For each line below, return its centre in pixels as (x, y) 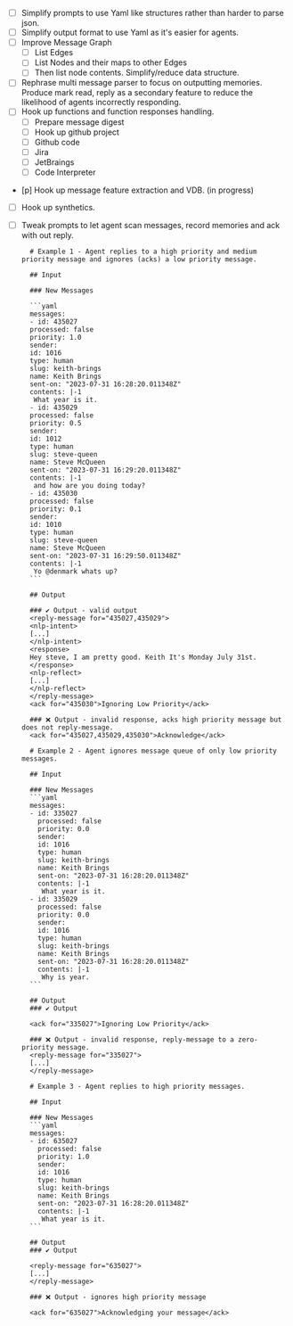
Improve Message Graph (66, 43)
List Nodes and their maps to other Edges (111, 62)
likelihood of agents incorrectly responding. (101, 103)
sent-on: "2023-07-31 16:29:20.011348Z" (106, 470)
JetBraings (54, 162)
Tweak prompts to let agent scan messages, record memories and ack (151, 225)
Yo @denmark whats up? (75, 572)
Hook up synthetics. (58, 207)
